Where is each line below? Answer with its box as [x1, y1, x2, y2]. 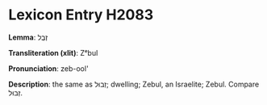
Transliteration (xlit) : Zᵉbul [8, 48, 98, 57]
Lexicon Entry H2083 [8, 6, 154, 24]
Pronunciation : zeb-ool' [8, 63, 89, 73]
